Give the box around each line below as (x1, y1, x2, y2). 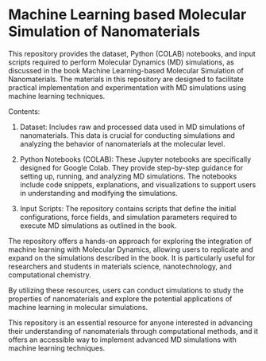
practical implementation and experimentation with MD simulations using (8, 82, 246, 92)
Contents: (8, 106, 40, 116)
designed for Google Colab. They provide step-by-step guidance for (19, 163, 244, 172)
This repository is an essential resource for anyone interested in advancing (8, 317, 253, 328)
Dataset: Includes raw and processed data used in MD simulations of (19, 122, 245, 131)
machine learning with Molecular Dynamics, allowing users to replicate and (8, 245, 254, 254)
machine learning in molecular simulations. (8, 302, 148, 312)
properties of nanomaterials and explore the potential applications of (8, 293, 233, 304)
